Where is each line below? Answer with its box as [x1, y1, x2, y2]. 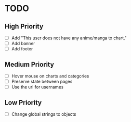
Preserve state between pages [11, 78, 73, 85]
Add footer [11, 46, 33, 52]
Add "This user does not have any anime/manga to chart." [11, 35, 127, 41]
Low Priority [4, 98, 42, 107]
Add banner [11, 41, 36, 46]
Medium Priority [4, 60, 54, 68]
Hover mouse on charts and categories [11, 73, 90, 79]
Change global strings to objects [11, 111, 77, 117]
